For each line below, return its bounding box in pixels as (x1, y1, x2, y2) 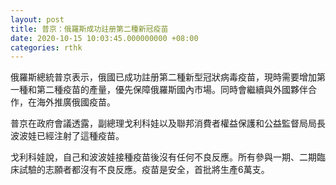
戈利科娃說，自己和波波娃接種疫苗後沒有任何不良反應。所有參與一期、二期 (10, 151, 317, 163)
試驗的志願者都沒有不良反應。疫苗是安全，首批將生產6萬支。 (18, 164, 270, 176)
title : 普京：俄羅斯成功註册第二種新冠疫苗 (10, 24, 169, 34)
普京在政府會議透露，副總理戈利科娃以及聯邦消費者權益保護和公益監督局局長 (10, 117, 326, 130)
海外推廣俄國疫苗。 (36, 96, 116, 108)
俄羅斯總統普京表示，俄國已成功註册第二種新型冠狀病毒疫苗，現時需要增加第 (10, 71, 326, 83)
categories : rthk (10, 42, 83, 53)
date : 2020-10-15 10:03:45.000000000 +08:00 (10, 33, 199, 43)
